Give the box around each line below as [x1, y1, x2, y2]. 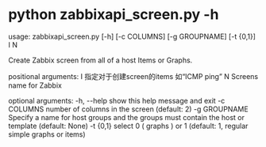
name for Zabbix [8, 81, 62, 90]
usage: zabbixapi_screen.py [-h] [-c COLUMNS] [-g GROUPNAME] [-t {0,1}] [8, 32, 256, 41]
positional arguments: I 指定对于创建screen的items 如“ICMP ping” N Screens [8, 71, 259, 81]
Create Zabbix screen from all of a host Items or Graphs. [8, 55, 193, 65]
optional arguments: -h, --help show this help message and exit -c [8, 96, 226, 105]
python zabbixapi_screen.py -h [8, 6, 219, 24]
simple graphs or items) [8, 129, 86, 139]
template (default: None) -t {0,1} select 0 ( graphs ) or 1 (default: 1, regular [8, 121, 249, 130]
